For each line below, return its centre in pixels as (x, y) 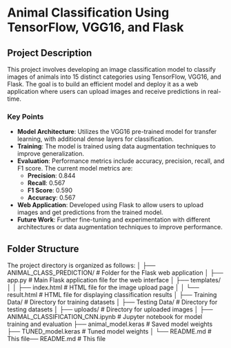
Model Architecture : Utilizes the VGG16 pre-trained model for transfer (117, 132)
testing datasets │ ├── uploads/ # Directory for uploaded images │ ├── (110, 309)
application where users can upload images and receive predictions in (107, 91)
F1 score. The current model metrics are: (75, 168)
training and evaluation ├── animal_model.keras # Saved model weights (110, 324)
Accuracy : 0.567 (51, 197)
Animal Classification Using (88, 13)
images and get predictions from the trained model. (90, 213)
